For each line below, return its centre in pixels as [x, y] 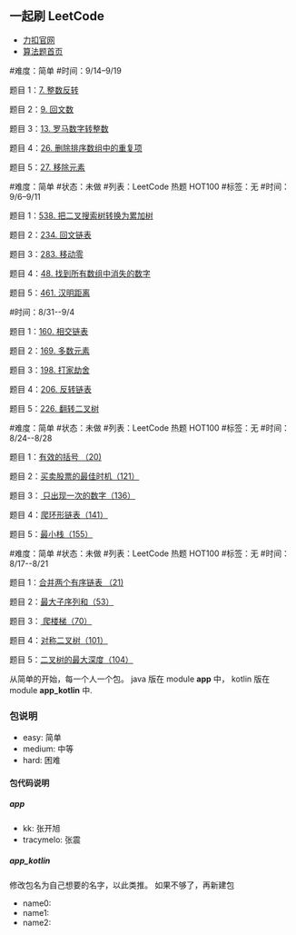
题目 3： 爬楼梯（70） [51, 621]
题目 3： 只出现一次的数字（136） [73, 495]
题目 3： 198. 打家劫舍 [50, 370]
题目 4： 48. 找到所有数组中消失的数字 [80, 273]
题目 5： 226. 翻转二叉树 [54, 408]
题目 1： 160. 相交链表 [49, 331]
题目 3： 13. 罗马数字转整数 [59, 128]
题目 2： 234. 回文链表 [51, 234]
